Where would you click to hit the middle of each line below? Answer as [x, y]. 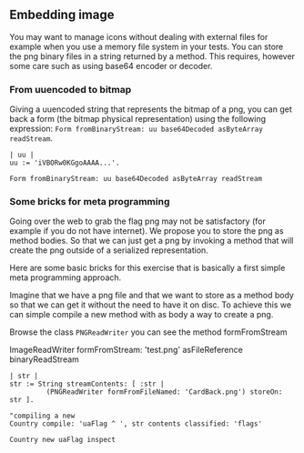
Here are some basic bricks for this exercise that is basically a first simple [147, 268]
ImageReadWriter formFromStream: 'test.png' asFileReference [126, 350]
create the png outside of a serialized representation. [109, 250]
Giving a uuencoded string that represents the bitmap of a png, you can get [151, 109]
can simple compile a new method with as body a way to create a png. [142, 315]
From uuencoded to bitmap [71, 89]
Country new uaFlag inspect [63, 440]
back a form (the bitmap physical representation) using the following [138, 119]
